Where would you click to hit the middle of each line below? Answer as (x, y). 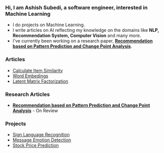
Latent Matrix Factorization (40, 81)
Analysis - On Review (35, 111)
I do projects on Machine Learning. (49, 25)
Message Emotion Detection (42, 140)
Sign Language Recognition (41, 135)
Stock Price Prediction (35, 145)
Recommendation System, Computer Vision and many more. (77, 36)
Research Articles (28, 94)
